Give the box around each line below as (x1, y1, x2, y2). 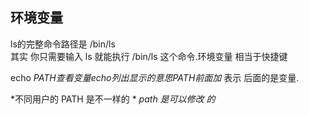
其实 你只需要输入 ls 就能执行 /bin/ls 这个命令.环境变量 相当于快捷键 (10, 50, 288, 62)
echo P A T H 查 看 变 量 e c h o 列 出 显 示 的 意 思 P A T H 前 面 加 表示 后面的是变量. (10, 71, 300, 83)
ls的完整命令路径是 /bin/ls (10, 38, 116, 50)
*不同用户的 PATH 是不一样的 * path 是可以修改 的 (10, 93, 216, 105)
